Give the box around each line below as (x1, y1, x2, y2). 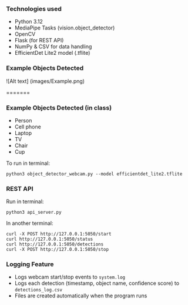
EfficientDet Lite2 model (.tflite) (14, 49, 90, 57)
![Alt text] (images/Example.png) (6, 77, 85, 84)
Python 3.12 (14, 18, 43, 25)
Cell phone (14, 123, 41, 130)
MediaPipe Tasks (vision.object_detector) (14, 24, 115, 31)
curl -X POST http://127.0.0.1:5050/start (6, 231, 112, 237)
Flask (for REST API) (14, 37, 64, 44)
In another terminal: (6, 220, 54, 227)
